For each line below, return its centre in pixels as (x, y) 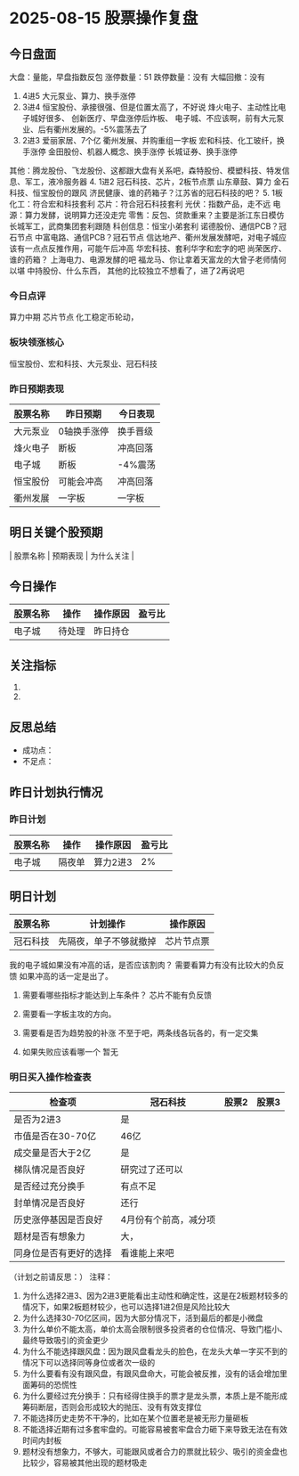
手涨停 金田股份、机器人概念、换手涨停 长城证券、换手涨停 (129, 151)
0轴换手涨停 (84, 431)
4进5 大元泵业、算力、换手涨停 (79, 96)
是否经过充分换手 (50, 1186)
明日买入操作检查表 (50, 1077)
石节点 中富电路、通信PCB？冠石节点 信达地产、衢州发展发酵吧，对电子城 (144, 237)
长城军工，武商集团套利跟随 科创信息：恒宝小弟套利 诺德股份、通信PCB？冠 (148, 226)
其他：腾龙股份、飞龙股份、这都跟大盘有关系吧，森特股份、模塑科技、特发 (145, 171)
